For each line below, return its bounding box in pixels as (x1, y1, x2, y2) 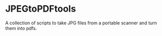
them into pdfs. (5, 25, 37, 31)
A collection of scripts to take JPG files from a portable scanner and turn (5, 20, 157, 26)
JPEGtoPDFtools (5, 3, 76, 15)
